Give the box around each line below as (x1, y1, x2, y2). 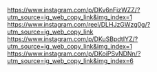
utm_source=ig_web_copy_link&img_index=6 (7, 57, 134, 64)
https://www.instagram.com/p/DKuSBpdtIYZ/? (7, 35, 138, 43)
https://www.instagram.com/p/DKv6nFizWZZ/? (7, 6, 140, 14)
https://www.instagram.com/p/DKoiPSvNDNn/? (7, 49, 141, 58)
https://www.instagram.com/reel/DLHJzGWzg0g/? (7, 21, 151, 28)
